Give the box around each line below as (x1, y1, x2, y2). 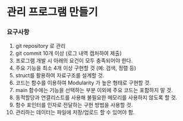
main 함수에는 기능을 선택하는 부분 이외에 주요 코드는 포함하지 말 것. (15, 87, 173, 94)
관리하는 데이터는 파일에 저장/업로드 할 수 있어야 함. (15, 109, 135, 116)
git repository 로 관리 (15, 42, 66, 50)
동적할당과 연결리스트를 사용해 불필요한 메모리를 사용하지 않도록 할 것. (15, 94, 178, 101)
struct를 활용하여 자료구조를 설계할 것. (15, 72, 105, 79)
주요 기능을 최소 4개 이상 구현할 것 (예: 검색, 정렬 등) (15, 64, 137, 71)
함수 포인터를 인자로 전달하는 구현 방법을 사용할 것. (15, 102, 133, 109)
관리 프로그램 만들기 (7, 5, 99, 19)
